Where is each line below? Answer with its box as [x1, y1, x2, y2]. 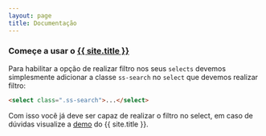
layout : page [8, 11, 52, 20]
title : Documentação [8, 19, 78, 27]
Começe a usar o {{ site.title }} [8, 46, 130, 57]
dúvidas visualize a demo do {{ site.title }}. [8, 119, 149, 129]
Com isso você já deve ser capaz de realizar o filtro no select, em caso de [8, 110, 253, 120]
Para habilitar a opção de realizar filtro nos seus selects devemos [8, 63, 227, 73]
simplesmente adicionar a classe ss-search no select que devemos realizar [8, 72, 259, 82]
